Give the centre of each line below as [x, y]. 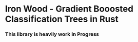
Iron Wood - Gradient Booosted [69, 9]
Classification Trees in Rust [62, 19]
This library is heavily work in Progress [52, 34]
